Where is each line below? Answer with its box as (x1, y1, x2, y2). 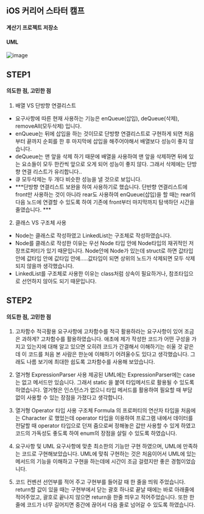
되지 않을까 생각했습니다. (15, 262, 74, 269)
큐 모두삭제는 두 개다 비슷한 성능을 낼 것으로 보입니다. (15, 175, 142, 182)
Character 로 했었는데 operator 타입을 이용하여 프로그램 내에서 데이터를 (21, 414, 194, 422)
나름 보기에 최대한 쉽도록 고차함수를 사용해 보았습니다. (26, 358, 155, 366)
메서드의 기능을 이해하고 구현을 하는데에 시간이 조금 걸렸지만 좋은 (15, 458, 170, 465)
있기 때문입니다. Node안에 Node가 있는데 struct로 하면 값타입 (46, 247, 194, 254)
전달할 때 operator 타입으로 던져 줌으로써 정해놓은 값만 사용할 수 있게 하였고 (15, 422, 196, 429)
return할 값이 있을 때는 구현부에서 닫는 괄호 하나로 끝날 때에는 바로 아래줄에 (15, 486, 195, 493)
